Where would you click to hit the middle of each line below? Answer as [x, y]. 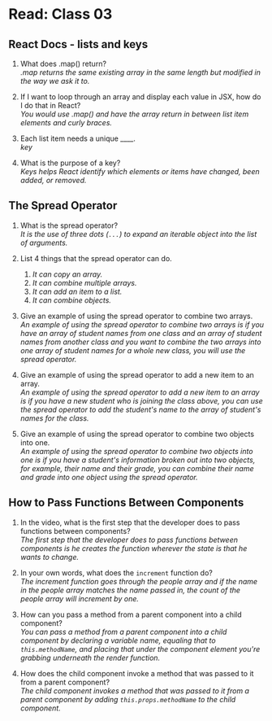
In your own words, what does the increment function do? [116, 572]
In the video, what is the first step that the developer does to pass [130, 522]
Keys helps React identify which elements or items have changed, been [140, 171]
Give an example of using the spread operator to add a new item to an [137, 374]
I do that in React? [50, 105]
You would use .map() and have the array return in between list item [134, 114]
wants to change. [50, 557]
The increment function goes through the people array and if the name [139, 581]
